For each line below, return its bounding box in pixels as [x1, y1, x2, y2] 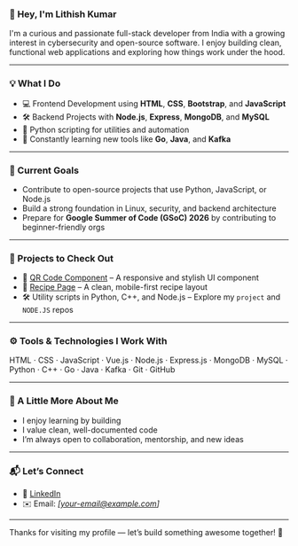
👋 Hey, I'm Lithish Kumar [9, 8, 117, 20]
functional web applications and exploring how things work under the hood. [9, 47, 286, 58]
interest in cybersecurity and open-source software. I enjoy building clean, [9, 37, 282, 48]
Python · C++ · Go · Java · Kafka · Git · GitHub [9, 364, 176, 375]
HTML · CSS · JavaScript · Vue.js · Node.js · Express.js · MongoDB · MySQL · [9, 355, 288, 366]
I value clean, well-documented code [21, 425, 158, 435]
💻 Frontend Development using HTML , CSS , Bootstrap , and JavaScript [21, 97, 286, 109]
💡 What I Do [9, 77, 61, 90]
